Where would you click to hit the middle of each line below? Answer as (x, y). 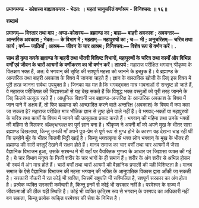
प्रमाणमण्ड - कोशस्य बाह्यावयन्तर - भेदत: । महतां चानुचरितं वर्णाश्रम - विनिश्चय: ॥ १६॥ (87, 9)
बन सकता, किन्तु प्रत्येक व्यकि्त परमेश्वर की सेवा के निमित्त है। (63, 198)
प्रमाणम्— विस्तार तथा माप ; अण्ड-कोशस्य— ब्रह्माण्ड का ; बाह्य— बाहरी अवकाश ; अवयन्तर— (93, 33)
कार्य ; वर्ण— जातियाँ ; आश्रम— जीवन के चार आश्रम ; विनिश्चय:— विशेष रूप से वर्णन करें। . (91, 46)
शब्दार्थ (12, 21)
